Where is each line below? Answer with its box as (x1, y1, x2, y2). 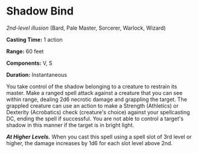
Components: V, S (6, 59, 53, 67)
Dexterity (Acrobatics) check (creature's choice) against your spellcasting (6, 108, 190, 116)
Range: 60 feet (6, 47, 44, 55)
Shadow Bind (6, 4, 74, 18)
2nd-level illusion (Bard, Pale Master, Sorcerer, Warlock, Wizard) (6, 24, 166, 31)
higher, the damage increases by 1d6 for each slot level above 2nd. (6, 139, 173, 146)
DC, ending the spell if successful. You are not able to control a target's (6, 115, 184, 122)
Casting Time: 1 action (6, 36, 63, 43)
